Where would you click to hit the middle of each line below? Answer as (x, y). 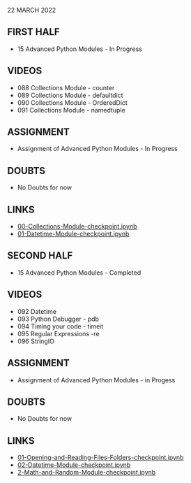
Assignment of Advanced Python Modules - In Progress (97, 149)
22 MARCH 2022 (32, 10)
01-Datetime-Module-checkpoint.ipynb (73, 234)
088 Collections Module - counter (66, 87)
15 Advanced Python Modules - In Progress (80, 49)
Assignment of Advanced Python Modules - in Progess (96, 380)
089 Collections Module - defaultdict (70, 95)
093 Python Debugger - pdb (58, 319)
